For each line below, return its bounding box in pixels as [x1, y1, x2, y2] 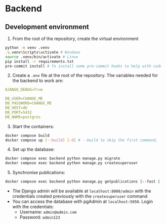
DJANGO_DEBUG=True [5, 87, 43, 92]
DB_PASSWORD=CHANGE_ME [5, 101, 52, 106]
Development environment [5, 23, 89, 31]
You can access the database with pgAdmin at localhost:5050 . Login [12, 198, 153, 204]
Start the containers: [12, 123, 54, 129]
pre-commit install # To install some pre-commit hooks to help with [5, 64, 152, 69]
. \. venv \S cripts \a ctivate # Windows [5, 50, 81, 55]
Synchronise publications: [12, 170, 66, 176]
